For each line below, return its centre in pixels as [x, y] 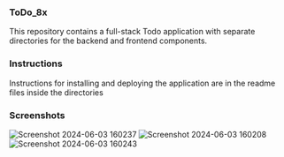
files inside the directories [56, 92]
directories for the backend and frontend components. [108, 41]
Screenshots [37, 115]
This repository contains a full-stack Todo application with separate [132, 32]
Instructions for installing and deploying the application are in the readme [142, 83]
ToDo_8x [28, 12]
